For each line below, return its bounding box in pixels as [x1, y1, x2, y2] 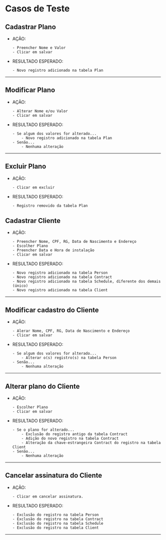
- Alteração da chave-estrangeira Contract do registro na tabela [21, 441, 161, 446]
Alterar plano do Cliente [5, 382, 80, 391]
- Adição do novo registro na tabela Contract [21, 436, 119, 441]
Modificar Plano [5, 86, 55, 94]
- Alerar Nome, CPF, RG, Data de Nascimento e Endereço [12, 328, 130, 334]
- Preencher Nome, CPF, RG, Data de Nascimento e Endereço [12, 239, 137, 244]
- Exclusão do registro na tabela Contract [12, 516, 104, 522]
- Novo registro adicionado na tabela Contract [12, 275, 112, 280]
